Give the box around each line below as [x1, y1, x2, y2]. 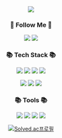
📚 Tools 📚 [15, 95, 47, 104]
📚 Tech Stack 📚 [5, 51, 57, 60]
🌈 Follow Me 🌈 [10, 21, 52, 29]
